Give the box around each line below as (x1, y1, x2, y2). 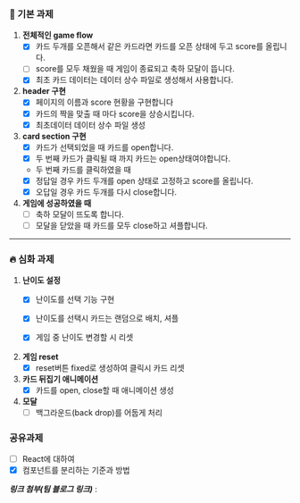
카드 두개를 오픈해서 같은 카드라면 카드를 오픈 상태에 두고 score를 (35, 41, 263, 52)
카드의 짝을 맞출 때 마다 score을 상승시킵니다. (35, 108, 195, 119)
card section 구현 (21, 130, 87, 141)
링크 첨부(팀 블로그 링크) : (9, 484, 98, 495)
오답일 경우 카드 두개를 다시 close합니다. (35, 186, 177, 197)
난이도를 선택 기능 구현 (35, 294, 115, 305)
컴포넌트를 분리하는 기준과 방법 (21, 465, 130, 475)
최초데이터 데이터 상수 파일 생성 (35, 119, 146, 130)
